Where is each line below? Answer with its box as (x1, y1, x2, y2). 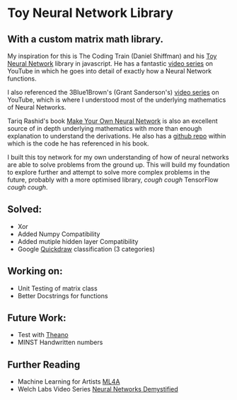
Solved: (7, 204, 42, 216)
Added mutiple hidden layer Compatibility (17, 237, 139, 245)
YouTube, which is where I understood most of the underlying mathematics (7, 95, 226, 104)
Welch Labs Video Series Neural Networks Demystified (17, 385, 178, 394)
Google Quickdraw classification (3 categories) (17, 245, 156, 253)
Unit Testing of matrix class (17, 284, 98, 293)
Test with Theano (17, 331, 69, 339)
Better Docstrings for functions (17, 291, 108, 300)
